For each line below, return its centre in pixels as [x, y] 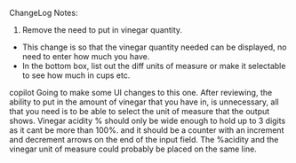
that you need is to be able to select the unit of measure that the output [140, 111]
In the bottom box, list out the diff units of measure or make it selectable [154, 66]
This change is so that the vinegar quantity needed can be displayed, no [154, 47]
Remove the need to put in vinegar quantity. [102, 30]
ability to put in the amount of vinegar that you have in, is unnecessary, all [144, 102]
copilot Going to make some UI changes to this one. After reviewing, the [141, 93]
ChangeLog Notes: [44, 13]
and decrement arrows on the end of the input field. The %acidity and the [144, 140]
